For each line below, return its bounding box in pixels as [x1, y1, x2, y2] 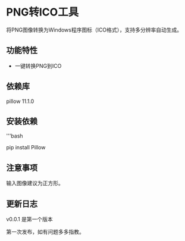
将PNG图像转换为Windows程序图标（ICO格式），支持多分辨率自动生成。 [6, 26, 183, 33]
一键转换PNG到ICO [14, 62, 62, 69]
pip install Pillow [6, 144, 46, 151]
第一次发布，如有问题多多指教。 [6, 229, 84, 235]
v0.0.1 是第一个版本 [6, 215, 53, 223]
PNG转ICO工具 [6, 5, 79, 19]
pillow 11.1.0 [6, 98, 35, 105]
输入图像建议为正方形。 [6, 180, 64, 187]
